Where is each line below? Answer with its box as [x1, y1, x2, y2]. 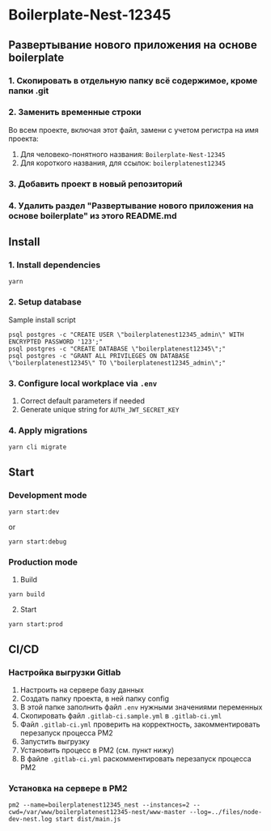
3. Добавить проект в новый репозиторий [8, 178, 183, 190]
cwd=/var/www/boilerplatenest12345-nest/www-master [8, 808, 186, 816]
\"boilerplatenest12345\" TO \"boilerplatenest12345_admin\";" [8, 359, 227, 367]
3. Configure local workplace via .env [8, 377, 158, 389]
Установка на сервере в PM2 [8, 782, 128, 794]
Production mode [8, 556, 78, 568]
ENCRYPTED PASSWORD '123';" [8, 338, 104, 346]
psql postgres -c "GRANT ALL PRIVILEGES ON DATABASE [8, 352, 190, 360]
